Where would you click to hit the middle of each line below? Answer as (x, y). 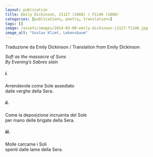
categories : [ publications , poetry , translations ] (59, 19)
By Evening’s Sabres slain (32, 62)
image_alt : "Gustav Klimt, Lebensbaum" (47, 33)
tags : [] (14, 24)
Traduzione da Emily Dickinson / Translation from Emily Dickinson (73, 47)
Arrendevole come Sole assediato (40, 85)
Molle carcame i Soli (26, 144)
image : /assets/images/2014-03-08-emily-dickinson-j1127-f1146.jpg (77, 28)
